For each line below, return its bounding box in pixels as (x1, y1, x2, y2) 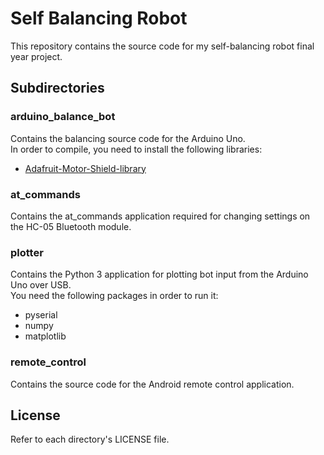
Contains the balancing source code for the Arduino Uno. (10, 132, 246, 144)
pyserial (24, 309, 58, 321)
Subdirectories (10, 80, 105, 97)
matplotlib (24, 330, 67, 342)
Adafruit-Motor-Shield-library (24, 162, 147, 174)
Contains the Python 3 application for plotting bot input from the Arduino (10, 268, 309, 281)
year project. (10, 50, 63, 62)
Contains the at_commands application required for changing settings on (10, 210, 311, 222)
